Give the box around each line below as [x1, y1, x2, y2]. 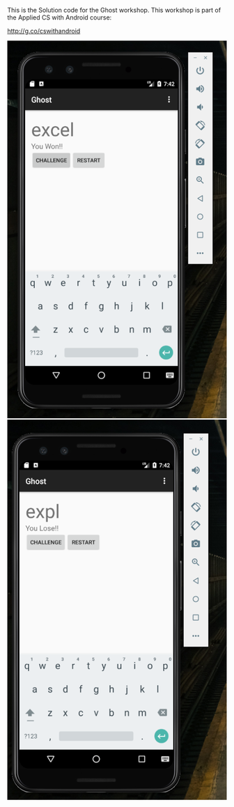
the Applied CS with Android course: [7, 13, 112, 22]
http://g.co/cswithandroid [7, 27, 81, 35]
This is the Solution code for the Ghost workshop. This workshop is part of [7, 6, 221, 14]
